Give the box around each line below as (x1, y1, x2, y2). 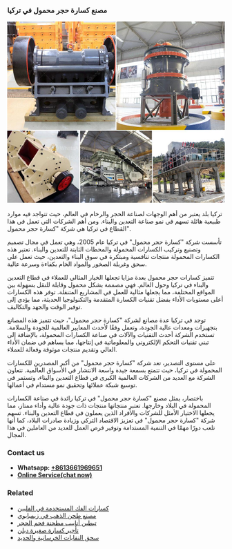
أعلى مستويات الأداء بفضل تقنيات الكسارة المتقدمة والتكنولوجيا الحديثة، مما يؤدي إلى (7, 295, 224, 303)
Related (7, 488, 34, 498)
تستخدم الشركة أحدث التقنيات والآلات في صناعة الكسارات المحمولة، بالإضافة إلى (7, 330, 215, 338)
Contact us (7, 447, 45, 457)
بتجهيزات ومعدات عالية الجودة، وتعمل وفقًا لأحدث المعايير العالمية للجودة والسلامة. (7, 323, 217, 331)
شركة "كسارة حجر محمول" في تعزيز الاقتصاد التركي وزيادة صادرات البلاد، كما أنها (7, 416, 215, 424)
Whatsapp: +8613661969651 (17, 463, 102, 472)
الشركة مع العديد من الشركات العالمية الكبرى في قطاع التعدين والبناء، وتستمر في (7, 373, 215, 381)
